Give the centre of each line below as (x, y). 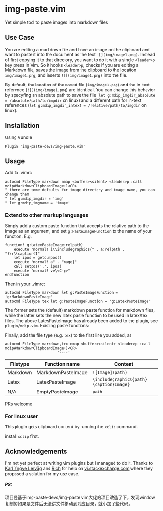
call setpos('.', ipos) (38, 266)
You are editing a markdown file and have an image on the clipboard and (77, 49)
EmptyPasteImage (57, 392)
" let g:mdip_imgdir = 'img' (34, 199)
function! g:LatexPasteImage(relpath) (44, 245)
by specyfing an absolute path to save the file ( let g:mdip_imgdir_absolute (80, 95)
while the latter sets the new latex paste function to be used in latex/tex (76, 315)
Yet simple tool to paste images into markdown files (57, 22)
